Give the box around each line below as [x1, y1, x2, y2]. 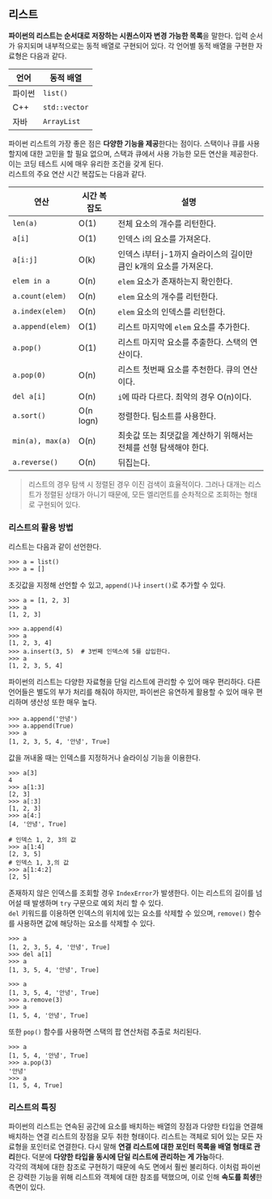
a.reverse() [12, 457, 59, 467]
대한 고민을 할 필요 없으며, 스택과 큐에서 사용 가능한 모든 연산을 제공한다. [29, 148, 259, 158]
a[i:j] [12, 254, 38, 264]
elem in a [12, 276, 50, 285]
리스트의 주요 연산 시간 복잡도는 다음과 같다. [8, 169, 147, 178]
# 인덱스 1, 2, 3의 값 [8, 836, 77, 844]
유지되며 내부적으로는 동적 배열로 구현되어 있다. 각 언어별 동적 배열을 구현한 [16, 41, 255, 50]
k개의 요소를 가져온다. [134, 260, 214, 271]
